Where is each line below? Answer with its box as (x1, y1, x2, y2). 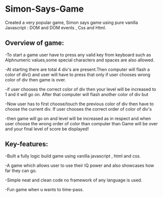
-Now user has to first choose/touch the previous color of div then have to (5, 101, 154, 107)
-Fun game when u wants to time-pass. (5, 186, 84, 192)
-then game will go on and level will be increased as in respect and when (5, 116, 151, 121)
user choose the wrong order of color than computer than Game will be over (5, 120, 158, 126)
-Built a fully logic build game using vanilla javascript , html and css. (5, 153, 141, 159)
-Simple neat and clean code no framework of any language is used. (5, 177, 143, 183)
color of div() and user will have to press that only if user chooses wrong (5, 72, 151, 78)
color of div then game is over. (5, 77, 66, 82)
